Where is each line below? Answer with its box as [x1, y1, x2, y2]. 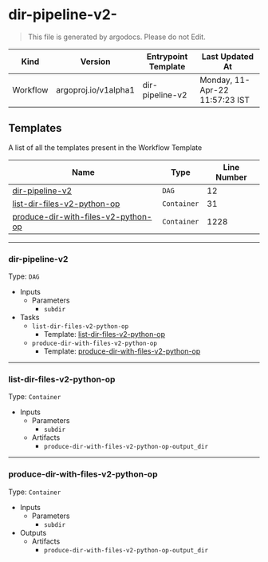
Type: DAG [8, 271, 40, 281]
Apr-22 [199, 84, 229, 95]
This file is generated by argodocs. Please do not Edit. [27, 32, 206, 42]
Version [80, 56, 111, 67]
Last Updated [201, 50, 254, 61]
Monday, [199, 74, 233, 85]
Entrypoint [146, 50, 188, 61]
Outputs [19, 528, 47, 537]
